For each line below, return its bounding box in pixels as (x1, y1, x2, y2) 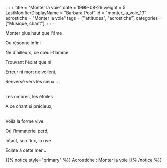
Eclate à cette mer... (5, 147, 47, 153)
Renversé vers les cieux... (5, 79, 59, 84)
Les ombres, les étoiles (5, 94, 53, 99)
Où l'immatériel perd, (5, 128, 49, 134)
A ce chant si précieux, (5, 103, 53, 109)
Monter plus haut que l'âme (5, 30, 62, 36)
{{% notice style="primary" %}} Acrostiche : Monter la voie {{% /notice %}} (5, 157, 162, 163)
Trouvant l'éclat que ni (5, 59, 52, 65)
